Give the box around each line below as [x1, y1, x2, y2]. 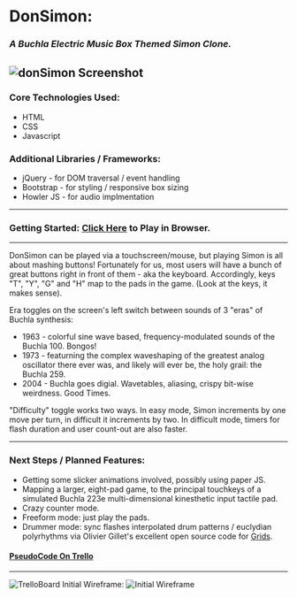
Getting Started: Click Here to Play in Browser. [9, 222, 210, 234]
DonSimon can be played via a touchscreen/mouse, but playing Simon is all [9, 250, 284, 261]
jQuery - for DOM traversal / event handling [21, 172, 180, 183]
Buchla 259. [21, 369, 66, 379]
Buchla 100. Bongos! [21, 341, 97, 351]
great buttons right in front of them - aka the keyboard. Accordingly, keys [9, 269, 276, 280]
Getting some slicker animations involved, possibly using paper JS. [21, 474, 266, 485]
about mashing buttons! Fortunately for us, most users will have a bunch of [9, 259, 282, 271]
